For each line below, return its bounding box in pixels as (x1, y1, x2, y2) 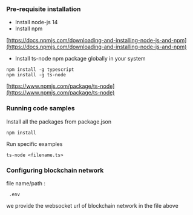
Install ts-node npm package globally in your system (15, 55, 146, 62)
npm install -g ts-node (6, 72, 67, 78)
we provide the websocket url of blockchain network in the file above (6, 202, 178, 209)
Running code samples (6, 104, 75, 113)
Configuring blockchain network (6, 166, 104, 174)
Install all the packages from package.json (6, 117, 112, 125)
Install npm (15, 25, 43, 32)
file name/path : (6, 179, 46, 187)
